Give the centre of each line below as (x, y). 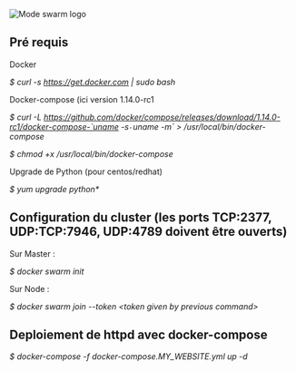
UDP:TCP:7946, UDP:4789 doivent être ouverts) (148, 232)
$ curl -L (26, 117)
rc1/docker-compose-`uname (64, 126)
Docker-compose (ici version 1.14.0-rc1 (82, 99)
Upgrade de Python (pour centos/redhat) (86, 171)
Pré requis (39, 42)
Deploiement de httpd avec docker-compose (138, 335)
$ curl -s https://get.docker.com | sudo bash (93, 82)
